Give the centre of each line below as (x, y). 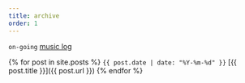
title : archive (34, 16)
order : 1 (23, 23)
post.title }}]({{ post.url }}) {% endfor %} (76, 70)
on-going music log (40, 46)
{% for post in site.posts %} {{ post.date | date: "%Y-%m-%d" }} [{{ (123, 62)
